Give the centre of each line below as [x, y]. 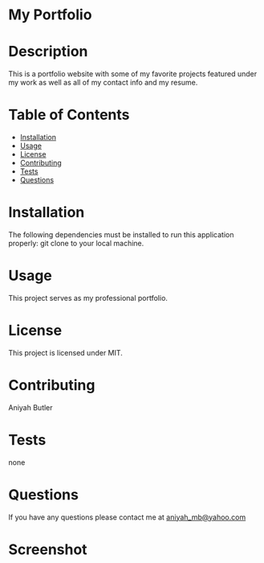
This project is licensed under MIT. [65, 352]
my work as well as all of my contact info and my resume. [103, 83]
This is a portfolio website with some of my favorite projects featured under [133, 74]
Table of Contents [69, 115]
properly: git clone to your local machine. [76, 243]
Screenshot [48, 549]
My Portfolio [50, 15]
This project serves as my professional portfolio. [88, 298]
